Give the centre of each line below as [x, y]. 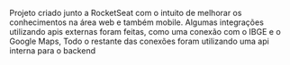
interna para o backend [53, 51]
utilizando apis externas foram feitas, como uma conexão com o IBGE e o [145, 32]
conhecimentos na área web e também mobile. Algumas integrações [136, 22]
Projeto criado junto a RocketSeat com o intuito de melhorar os [126, 13]
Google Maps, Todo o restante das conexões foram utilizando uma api [140, 41]
